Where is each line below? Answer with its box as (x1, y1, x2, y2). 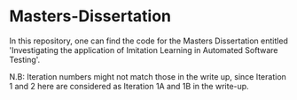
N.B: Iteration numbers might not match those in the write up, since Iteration (9, 71, 286, 81)
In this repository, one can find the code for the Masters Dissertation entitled (9, 35, 288, 46)
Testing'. (9, 54, 41, 65)
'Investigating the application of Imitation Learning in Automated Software (9, 44, 278, 55)
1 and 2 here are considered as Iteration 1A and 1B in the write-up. (9, 81, 250, 91)
